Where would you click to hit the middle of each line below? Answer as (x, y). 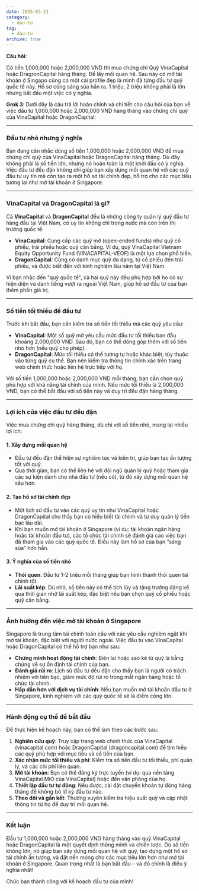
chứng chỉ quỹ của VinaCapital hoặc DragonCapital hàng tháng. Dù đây (93, 157)
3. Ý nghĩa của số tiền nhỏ (38, 561)
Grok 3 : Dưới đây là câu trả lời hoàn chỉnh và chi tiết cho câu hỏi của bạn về (98, 104)
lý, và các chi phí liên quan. (48, 766)
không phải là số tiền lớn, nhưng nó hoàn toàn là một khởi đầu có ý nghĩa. (96, 163)
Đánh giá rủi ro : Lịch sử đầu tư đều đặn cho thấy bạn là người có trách (100, 671)
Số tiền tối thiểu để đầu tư (44, 311)
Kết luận (18, 825)
